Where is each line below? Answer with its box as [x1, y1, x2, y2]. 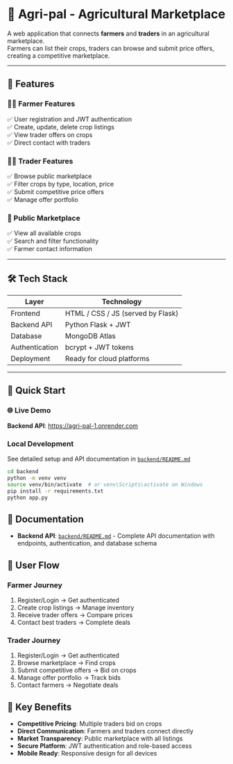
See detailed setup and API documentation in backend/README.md [7, 455, 191, 463]
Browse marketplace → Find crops [17, 659, 116, 667]
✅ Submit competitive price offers [7, 187, 104, 196]
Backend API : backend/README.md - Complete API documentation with [17, 532, 215, 540]
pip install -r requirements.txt [7, 487, 104, 495]
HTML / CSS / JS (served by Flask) [64, 309, 179, 319]
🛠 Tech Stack [7, 273, 68, 285]
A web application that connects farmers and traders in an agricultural [7, 29, 210, 38]
